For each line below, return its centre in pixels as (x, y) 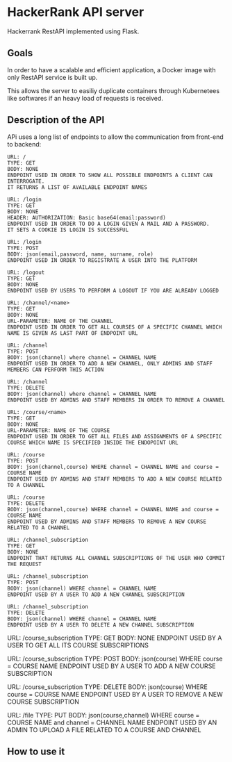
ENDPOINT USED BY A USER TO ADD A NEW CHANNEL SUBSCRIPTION (96, 595)
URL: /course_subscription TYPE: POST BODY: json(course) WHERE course (115, 659)
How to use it (36, 751)
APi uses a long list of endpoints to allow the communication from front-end (115, 137)
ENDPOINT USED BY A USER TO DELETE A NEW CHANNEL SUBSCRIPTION (101, 625)
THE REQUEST (24, 564)
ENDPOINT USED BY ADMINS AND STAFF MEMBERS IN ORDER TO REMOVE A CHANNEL (116, 400)
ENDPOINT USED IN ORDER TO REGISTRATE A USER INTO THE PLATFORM (102, 260)
